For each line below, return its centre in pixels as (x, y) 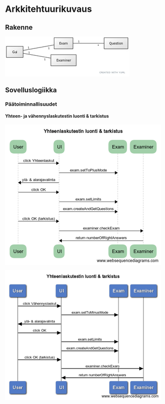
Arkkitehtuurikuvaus (49, 9)
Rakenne (19, 27)
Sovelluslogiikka (31, 90)
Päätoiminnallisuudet (31, 104)
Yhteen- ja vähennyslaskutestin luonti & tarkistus (57, 116)
